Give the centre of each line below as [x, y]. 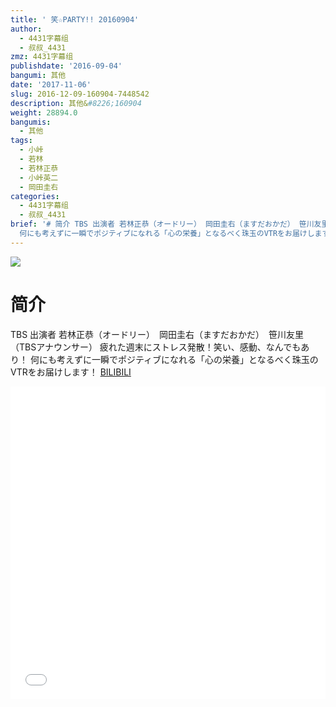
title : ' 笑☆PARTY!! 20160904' [75, 19]
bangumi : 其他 [38, 76]
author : [26, 29]
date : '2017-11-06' [51, 85]
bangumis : [31, 122]
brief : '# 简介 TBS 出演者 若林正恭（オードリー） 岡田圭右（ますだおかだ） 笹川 [162, 224]
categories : [35, 196]
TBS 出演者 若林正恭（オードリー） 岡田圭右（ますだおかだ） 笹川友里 [157, 334]
